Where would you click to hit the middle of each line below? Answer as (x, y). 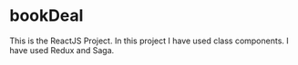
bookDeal (46, 16)
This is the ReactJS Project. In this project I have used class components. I (149, 41)
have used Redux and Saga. (62, 50)
